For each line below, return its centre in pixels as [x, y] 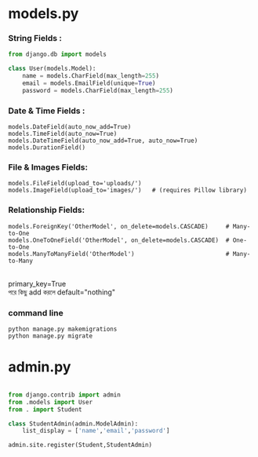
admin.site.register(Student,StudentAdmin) [80, 445]
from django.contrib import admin [65, 395]
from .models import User [50, 402]
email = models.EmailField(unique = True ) [89, 83]
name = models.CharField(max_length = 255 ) [91, 76]
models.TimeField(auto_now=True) [63, 134]
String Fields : [35, 38]
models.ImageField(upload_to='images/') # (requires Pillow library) [127, 190]
